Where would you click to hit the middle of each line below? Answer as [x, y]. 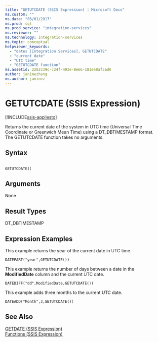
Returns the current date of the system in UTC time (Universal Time [74, 126]
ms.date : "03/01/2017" [28, 19]
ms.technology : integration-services [44, 38]
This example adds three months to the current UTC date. [64, 292]
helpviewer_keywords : [27, 47]
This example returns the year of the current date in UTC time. [68, 250]
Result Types [26, 211]
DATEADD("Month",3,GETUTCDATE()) [39, 301]
